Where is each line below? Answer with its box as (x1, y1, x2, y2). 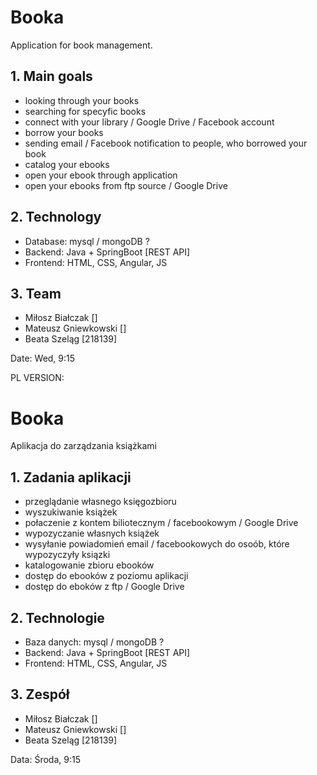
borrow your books (24, 126, 104, 138)
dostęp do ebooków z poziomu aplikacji (24, 570, 189, 582)
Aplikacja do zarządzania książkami (10, 440, 157, 452)
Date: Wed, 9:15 (10, 352, 76, 365)
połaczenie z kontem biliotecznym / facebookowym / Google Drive (24, 517, 299, 529)
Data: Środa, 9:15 (10, 753, 81, 765)
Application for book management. (10, 39, 153, 51)
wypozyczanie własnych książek (24, 527, 160, 540)
